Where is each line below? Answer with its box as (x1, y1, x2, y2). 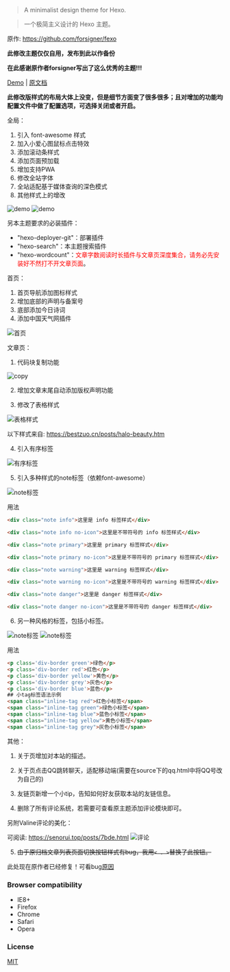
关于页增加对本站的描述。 (16, 751, 90, 760)
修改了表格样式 (16, 401, 60, 408)
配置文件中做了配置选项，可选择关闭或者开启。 (7, 102, 139, 109)
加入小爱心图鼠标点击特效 (16, 140, 90, 147)
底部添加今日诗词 (16, 306, 66, 313)
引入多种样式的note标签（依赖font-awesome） (16, 474, 149, 482)
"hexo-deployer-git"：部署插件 (16, 234, 104, 241)
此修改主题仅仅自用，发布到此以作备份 (7, 49, 115, 57)
